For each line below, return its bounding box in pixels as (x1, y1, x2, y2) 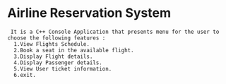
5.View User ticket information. (13, 65, 112, 72)
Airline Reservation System (7, 5, 172, 21)
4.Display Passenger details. (13, 59, 102, 66)
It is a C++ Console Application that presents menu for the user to (10, 28, 220, 35)
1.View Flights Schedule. (13, 40, 90, 47)
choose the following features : (7, 34, 106, 42)
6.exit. (13, 71, 37, 78)
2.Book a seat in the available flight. (13, 47, 134, 54)
